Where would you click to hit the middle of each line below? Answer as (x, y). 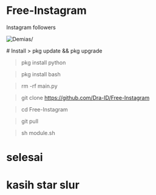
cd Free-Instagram (44, 109)
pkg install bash (41, 74)
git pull (29, 121)
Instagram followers (31, 27)
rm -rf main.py (39, 86)
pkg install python (43, 62)
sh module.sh (38, 133)
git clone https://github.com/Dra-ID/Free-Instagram (85, 97)
